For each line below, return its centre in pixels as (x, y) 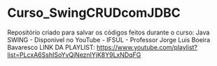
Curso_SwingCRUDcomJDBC (94, 13)
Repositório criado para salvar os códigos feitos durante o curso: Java (108, 32)
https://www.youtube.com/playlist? (147, 47)
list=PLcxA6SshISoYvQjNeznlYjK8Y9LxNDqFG (74, 55)
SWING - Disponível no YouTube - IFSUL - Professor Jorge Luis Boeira (109, 39)
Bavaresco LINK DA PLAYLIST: (51, 47)
